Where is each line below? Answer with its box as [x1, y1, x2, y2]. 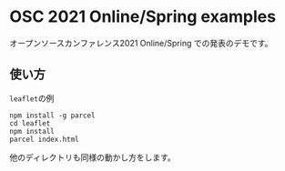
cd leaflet [9, 118, 51, 128]
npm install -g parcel [9, 111, 96, 120]
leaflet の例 [9, 93, 55, 104]
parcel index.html [9, 135, 79, 144]
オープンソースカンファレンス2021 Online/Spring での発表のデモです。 [9, 37, 273, 48]
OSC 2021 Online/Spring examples [9, 6, 276, 27]
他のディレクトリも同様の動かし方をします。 [9, 152, 176, 163]
